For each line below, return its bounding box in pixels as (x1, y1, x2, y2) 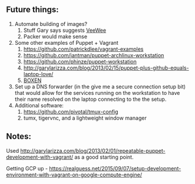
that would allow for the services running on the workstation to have (14, 89, 180, 96)
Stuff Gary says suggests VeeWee (23, 27, 107, 34)
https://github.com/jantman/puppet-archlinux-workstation (23, 51, 164, 58)
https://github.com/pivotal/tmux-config (23, 108, 119, 115)
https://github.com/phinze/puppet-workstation (23, 58, 137, 65)
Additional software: (14, 101, 64, 109)
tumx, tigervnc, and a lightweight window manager (23, 114, 147, 121)
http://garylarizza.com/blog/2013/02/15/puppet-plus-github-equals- (23, 64, 190, 71)
